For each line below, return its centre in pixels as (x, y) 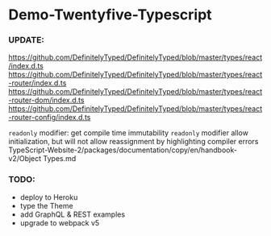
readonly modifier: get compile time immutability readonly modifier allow (128, 133)
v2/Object (25, 159)
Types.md (60, 159)
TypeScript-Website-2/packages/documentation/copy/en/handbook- (123, 150)
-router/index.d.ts (38, 83)
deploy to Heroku (49, 197)
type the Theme (47, 205)
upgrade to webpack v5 (60, 222)
